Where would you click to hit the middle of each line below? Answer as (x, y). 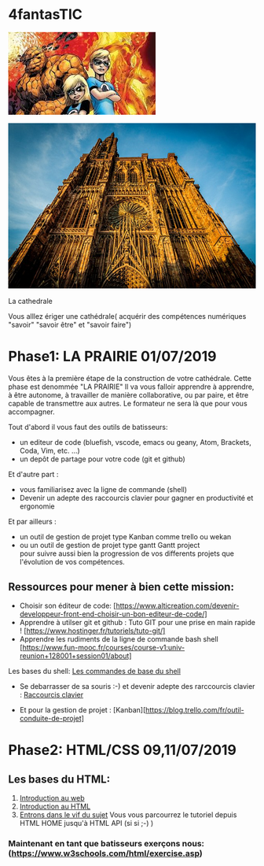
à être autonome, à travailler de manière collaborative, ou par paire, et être (128, 395)
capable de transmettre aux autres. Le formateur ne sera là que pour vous (128, 404)
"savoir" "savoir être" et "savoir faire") (70, 325)
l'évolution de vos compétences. (72, 562)
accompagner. (31, 412)
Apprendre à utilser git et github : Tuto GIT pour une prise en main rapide (137, 622)
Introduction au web (52, 798)
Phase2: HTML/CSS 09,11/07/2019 (123, 750)
